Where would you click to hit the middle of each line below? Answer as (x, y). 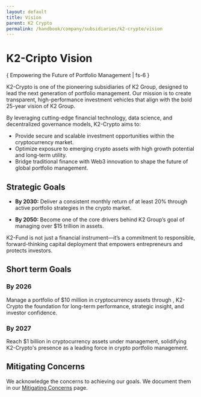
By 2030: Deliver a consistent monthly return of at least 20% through (101, 202)
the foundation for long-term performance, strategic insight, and (104, 306)
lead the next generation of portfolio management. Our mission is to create (99, 94)
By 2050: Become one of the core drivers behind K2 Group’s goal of (100, 220)
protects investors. (29, 250)
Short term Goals (39, 269)
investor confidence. (32, 313)
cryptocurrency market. (44, 142)
